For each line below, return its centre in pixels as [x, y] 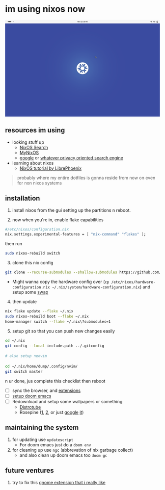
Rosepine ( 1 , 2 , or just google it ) [52, 412]
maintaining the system [42, 428]
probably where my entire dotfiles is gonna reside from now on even [86, 178]
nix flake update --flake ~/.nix [39, 311]
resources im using [35, 130]
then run [14, 244]
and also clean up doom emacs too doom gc [63, 455]
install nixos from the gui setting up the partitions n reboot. [71, 210]
